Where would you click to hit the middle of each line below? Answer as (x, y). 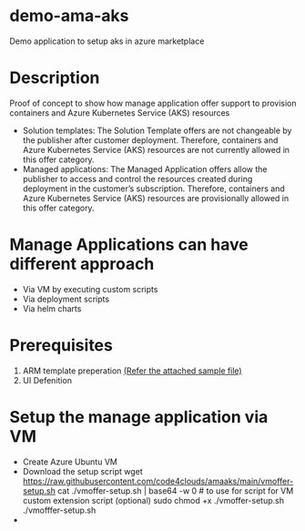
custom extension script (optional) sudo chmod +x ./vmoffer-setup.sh (153, 500)
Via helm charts (52, 308)
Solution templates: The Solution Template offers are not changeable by (157, 130)
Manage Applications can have (129, 245)
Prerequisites (61, 345)
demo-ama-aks (69, 16)
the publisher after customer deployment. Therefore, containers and (150, 140)
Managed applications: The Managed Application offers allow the (145, 168)
